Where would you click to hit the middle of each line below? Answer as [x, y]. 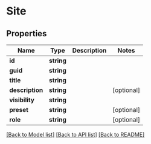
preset [19, 110]
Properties [27, 34]
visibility [22, 100]
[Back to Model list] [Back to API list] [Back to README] [75, 135]
